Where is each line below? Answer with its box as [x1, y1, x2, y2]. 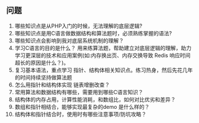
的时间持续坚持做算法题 [14, 74, 72, 81]
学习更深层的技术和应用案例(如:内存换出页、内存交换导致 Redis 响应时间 [14, 52, 191, 59]
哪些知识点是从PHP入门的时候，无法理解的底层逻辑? [14, 22, 143, 29]
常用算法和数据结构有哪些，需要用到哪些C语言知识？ [14, 88, 144, 95]
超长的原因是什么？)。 [14, 59, 69, 66]
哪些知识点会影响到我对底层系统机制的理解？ [14, 37, 124, 44]
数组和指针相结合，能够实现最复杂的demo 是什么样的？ [14, 103, 150, 110]
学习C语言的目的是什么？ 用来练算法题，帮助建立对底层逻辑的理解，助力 [14, 44, 191, 51]
